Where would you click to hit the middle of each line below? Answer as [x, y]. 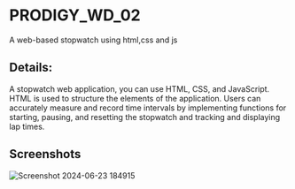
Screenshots [45, 154]
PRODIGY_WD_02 [75, 15]
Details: [31, 68]
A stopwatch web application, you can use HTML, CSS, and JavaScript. [140, 88]
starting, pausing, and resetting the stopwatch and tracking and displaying [145, 117]
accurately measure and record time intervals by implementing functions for [148, 108]
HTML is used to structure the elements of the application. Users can [135, 98]
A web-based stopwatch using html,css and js [93, 40]
